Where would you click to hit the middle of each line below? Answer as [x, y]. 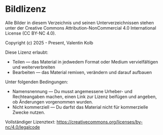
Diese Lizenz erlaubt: [27, 52]
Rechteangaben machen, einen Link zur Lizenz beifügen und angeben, [84, 97]
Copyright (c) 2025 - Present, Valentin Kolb [49, 42]
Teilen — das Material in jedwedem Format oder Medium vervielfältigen [85, 62]
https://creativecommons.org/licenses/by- [99, 122]
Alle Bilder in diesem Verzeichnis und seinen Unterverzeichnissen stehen [80, 23]
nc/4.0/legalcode [23, 127]
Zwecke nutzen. [29, 112]
